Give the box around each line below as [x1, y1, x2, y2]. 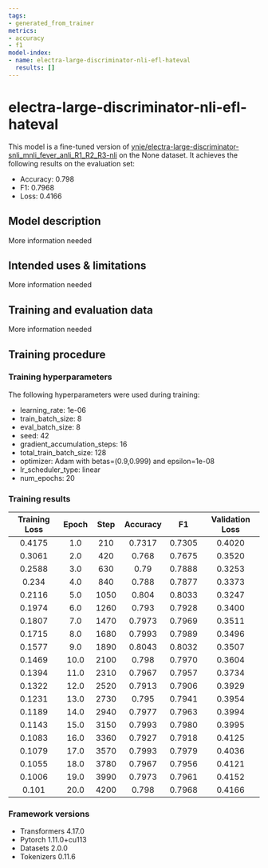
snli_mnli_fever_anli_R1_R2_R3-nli [8, 150, 117, 160]
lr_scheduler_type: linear [19, 465, 101, 474]
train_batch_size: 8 [19, 414, 82, 423]
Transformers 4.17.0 [19, 826, 85, 836]
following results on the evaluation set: [8, 158, 136, 168]
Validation [211, 514, 250, 525]
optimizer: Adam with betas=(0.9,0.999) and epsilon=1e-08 [19, 456, 215, 466]
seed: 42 [19, 430, 49, 440]
